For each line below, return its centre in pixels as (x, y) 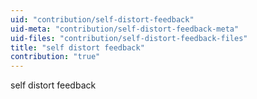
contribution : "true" (55, 57)
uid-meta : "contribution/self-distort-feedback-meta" (125, 29)
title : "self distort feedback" (77, 47)
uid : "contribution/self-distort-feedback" (102, 19)
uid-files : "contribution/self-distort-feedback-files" (129, 38)
